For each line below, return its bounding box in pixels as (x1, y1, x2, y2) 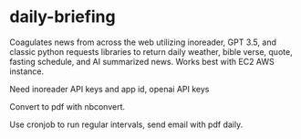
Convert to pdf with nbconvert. (9, 101, 126, 112)
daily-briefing (9, 6, 116, 27)
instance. (9, 66, 45, 77)
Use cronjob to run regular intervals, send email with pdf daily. (9, 119, 244, 130)
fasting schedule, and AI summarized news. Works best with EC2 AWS (9, 56, 275, 67)
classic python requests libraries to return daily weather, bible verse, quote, (9, 46, 294, 57)
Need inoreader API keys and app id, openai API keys (9, 83, 210, 94)
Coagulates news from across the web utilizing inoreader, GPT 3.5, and (9, 37, 276, 48)
